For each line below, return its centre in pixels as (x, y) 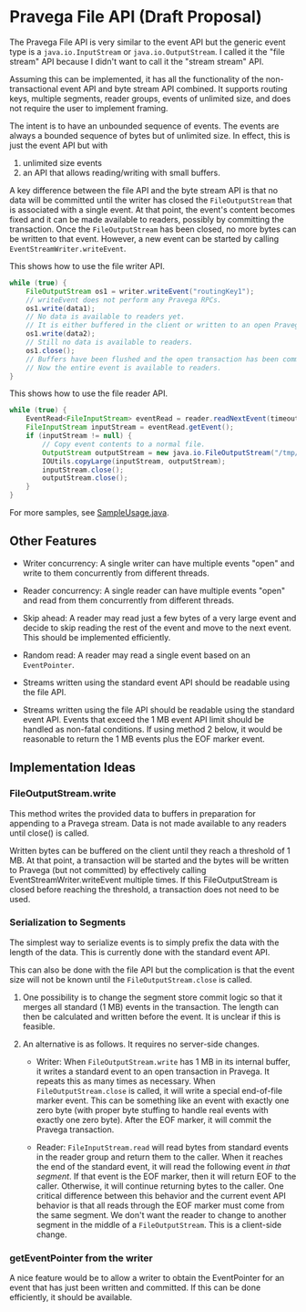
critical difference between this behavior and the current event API (161, 1195)
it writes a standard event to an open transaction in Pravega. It (153, 1071)
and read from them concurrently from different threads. (128, 600)
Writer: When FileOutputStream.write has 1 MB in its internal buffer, (163, 1061)
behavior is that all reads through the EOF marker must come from (160, 1205)
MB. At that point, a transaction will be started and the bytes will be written (149, 860)
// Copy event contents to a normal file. (124, 444)
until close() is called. (49, 833)
